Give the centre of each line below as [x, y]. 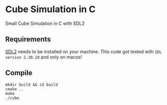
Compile [19, 73]
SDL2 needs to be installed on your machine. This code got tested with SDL [83, 51]
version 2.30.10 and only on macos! [44, 57]
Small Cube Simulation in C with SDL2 [45, 23]
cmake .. [15, 89]
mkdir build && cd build [32, 85]
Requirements [28, 39]
